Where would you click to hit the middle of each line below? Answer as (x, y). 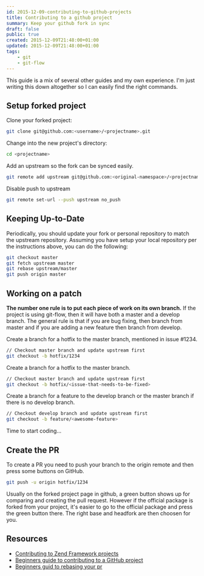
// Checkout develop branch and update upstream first (77, 414)
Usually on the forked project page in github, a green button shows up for (98, 494)
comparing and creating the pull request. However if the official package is (100, 500)
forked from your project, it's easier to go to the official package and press (100, 507)
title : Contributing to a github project (59, 18)
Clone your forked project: (39, 120)
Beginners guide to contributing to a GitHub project (79, 560)
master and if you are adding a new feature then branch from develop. (94, 327)
